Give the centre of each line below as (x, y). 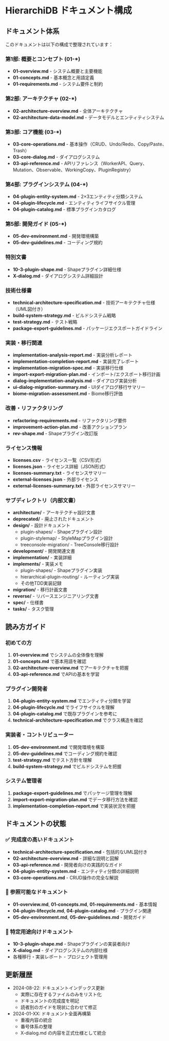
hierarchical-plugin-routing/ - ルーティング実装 (70, 577)
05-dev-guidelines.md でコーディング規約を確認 (65, 753)
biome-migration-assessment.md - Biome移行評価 (68, 393)
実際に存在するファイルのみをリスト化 (61, 994)
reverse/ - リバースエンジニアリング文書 (56, 596)
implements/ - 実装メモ (38, 564)
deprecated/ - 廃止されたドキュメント (53, 519)
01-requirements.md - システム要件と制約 (58, 84)
